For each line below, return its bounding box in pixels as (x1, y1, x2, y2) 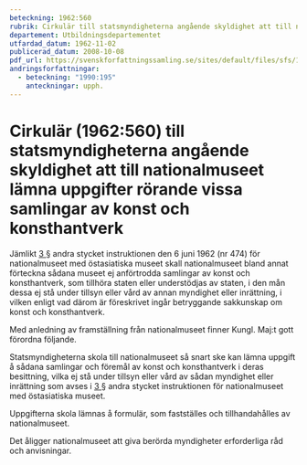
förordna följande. (9, 333, 78, 344)
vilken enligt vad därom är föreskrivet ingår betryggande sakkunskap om (9, 296, 283, 307)
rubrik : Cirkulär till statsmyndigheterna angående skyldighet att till (9, 22, 292, 31)
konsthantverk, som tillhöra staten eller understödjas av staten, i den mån (9, 277, 286, 288)
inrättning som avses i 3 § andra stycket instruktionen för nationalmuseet (9, 380, 284, 391)
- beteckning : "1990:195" (17, 73, 117, 82)
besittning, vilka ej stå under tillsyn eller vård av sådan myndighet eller (9, 371, 274, 382)
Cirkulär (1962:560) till (9, 121, 185, 142)
